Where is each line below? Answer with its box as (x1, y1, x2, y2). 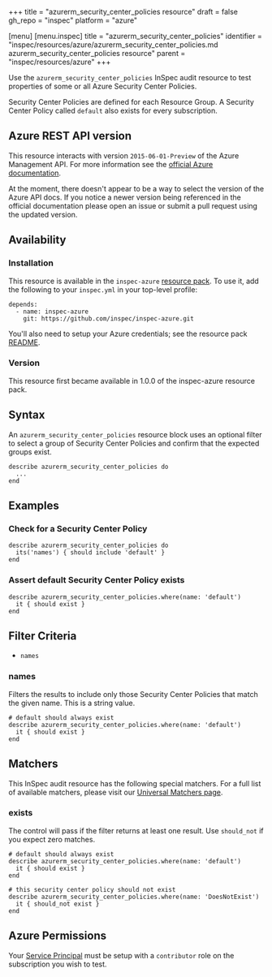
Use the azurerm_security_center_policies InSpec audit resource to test (8, 73, 252, 82)
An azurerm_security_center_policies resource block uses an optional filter (8, 429, 262, 439)
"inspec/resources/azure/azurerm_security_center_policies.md (8, 40, 218, 49)
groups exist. (8, 446, 53, 457)
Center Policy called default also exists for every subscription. (8, 105, 218, 115)
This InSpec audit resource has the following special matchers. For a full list (8, 778, 261, 788)
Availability (8, 233, 67, 247)
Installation (8, 257, 54, 269)
